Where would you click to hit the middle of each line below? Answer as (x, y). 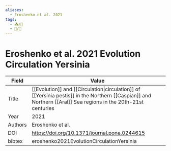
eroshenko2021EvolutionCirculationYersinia (84, 141)
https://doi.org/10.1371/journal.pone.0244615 (88, 133)
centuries (43, 108)
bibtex (15, 141)
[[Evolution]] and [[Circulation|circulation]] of (86, 89)
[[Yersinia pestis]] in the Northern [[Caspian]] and (92, 96)
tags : (11, 19)
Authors (17, 125)
